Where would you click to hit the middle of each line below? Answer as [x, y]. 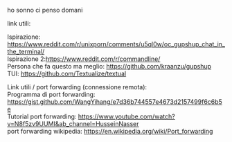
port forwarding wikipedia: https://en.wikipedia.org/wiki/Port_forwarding [110, 131]
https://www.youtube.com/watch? [126, 116]
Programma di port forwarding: [51, 94]
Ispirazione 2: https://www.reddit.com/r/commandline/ [84, 59]
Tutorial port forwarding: [42, 116]
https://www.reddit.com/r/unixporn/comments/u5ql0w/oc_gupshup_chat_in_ [116, 44]
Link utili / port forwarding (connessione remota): [77, 87]
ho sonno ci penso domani [45, 10]
